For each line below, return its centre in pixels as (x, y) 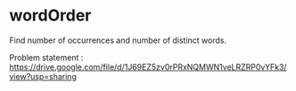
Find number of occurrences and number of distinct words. (118, 40)
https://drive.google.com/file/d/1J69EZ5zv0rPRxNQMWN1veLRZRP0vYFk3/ (148, 67)
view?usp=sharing (43, 76)
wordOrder (50, 16)
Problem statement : (46, 57)
